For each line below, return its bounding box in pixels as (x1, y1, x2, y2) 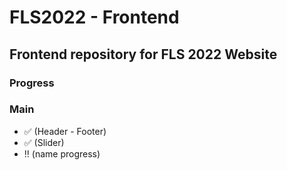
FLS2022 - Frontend (9, 6, 180, 29)
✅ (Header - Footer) (23, 125, 107, 137)
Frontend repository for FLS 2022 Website (9, 46, 278, 63)
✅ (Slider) (23, 136, 65, 148)
